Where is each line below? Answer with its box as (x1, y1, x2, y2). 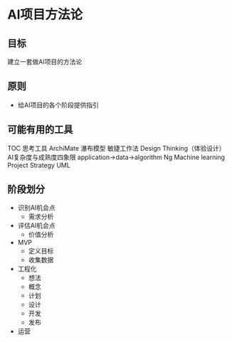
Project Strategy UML (7, 161, 71, 169)
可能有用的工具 (7, 124, 73, 136)
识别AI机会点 (17, 203, 56, 212)
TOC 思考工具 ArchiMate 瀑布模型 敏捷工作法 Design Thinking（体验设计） (7, 144, 226, 152)
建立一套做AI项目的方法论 (7, 58, 83, 66)
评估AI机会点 (17, 221, 56, 230)
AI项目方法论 (7, 6, 83, 23)
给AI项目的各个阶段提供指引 (17, 101, 100, 109)
